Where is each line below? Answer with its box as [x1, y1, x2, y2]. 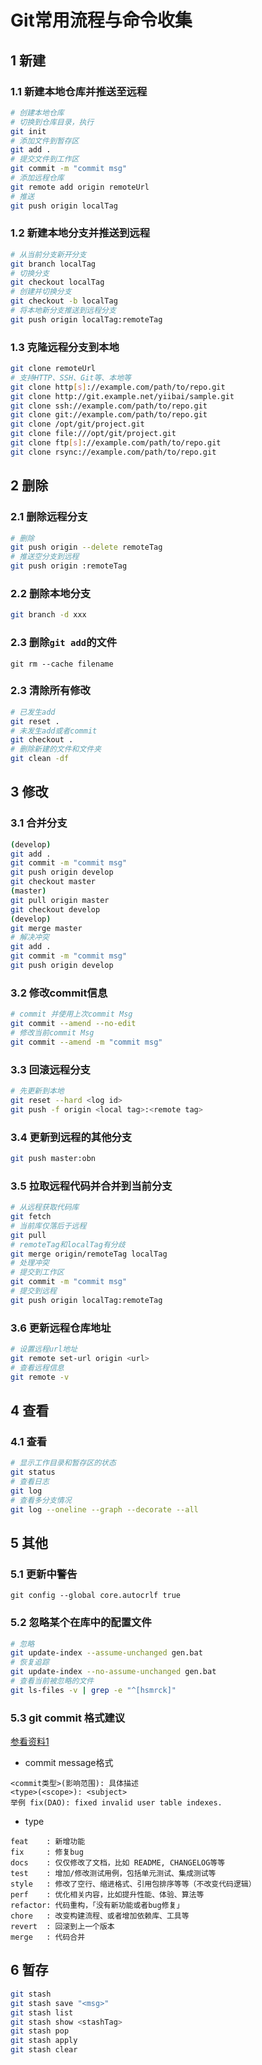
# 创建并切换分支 [10, 287, 72, 297]
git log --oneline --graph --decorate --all [10, 1504, 199, 1515]
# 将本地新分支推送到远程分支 [10, 306, 117, 316]
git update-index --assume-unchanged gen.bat [10, 1648, 203, 1658]
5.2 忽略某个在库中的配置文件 [10, 1616, 152, 1630]
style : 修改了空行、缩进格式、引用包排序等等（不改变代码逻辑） [10, 1879, 257, 1890]
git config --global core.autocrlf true [10, 1591, 182, 1601]
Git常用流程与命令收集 [10, 9, 193, 32]
